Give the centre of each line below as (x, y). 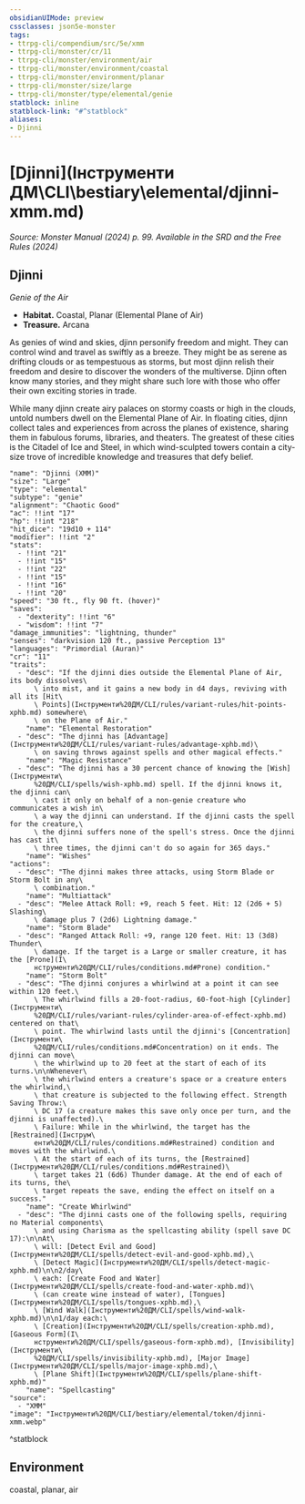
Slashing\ (28, 912)
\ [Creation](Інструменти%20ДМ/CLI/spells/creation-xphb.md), (154, 1326)
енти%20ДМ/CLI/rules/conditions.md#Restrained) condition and (154, 1143)
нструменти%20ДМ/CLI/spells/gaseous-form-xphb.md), (133, 1342)
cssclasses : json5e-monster (63, 26)
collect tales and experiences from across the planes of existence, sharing (149, 427)
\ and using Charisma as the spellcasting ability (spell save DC (162, 1231)
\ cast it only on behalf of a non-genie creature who (140, 800)
